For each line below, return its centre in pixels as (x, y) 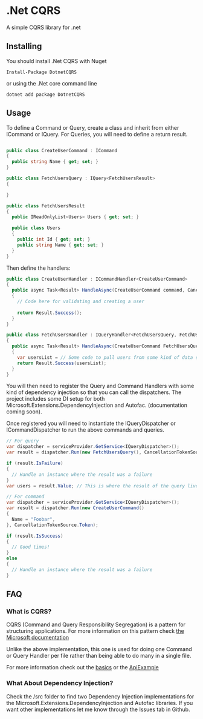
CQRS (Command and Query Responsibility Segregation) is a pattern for (96, 624)
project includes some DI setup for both (56, 399)
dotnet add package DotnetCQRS (46, 95)
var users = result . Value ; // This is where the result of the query (96, 486)
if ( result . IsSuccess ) (35, 536)
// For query (23, 441)
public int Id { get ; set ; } (54, 239)
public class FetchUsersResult (46, 206)
